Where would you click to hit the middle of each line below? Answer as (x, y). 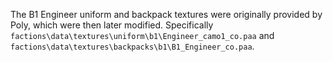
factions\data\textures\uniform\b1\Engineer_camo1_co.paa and (142, 35)
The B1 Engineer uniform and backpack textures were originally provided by (166, 14)
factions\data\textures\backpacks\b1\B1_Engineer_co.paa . (132, 46)
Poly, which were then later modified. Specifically (112, 25)
